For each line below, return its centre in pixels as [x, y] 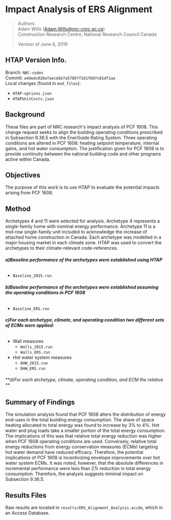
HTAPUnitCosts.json [33, 99]
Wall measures [28, 341]
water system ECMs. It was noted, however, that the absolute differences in [84, 463]
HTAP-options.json [32, 93]
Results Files [26, 495]
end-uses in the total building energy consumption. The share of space [80, 420]
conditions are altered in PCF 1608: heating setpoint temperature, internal [82, 143]
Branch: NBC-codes [24, 72]
